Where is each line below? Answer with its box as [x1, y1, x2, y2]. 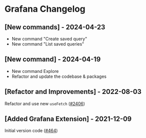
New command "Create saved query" [11, 36, 87, 42]
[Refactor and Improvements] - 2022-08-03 [4, 88, 142, 96]
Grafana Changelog [4, 3, 86, 15]
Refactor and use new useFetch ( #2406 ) [4, 100, 85, 106]
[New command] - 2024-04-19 [4, 55, 101, 64]
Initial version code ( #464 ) [4, 128, 58, 134]
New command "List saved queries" [11, 41, 84, 47]
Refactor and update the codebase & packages [11, 73, 107, 79]
